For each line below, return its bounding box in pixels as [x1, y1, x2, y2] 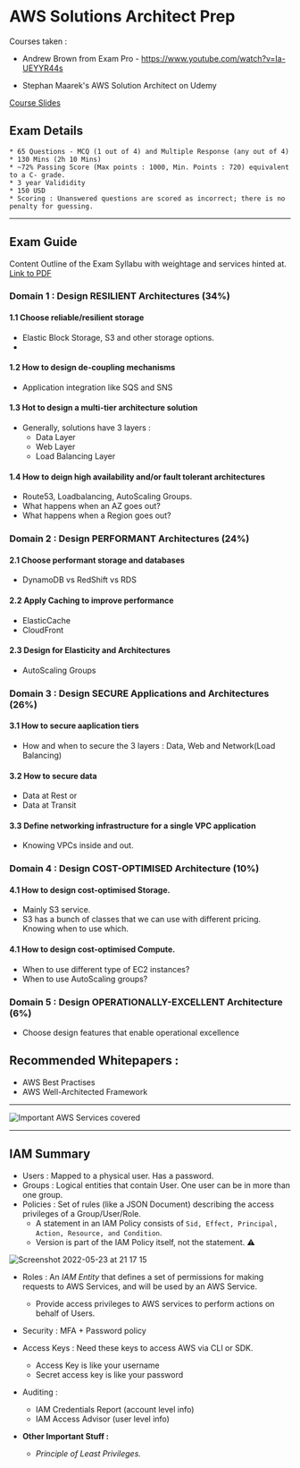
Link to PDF [9, 267, 52, 278]
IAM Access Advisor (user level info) [35, 1413, 170, 1424]
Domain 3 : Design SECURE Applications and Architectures [9, 687, 270, 700]
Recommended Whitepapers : [9, 1053, 179, 1068]
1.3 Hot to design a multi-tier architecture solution [9, 403, 198, 413]
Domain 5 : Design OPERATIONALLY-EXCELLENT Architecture [9, 996, 283, 1008]
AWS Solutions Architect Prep [9, 6, 236, 27]
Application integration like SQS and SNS [21, 382, 173, 393]
